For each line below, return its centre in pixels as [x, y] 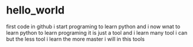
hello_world [36, 10]
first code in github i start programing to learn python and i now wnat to [93, 26]
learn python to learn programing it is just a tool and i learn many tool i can [97, 32]
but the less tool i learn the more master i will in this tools [75, 39]
